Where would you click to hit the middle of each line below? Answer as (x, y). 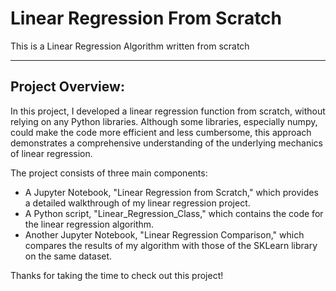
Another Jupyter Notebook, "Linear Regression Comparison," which (164, 234)
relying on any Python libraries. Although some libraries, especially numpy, (164, 121)
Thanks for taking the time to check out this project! (117, 275)
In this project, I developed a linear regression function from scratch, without (168, 111)
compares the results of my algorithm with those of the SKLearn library (171, 245)
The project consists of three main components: (109, 173)
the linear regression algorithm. (89, 224)
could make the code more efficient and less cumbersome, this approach (161, 132)
